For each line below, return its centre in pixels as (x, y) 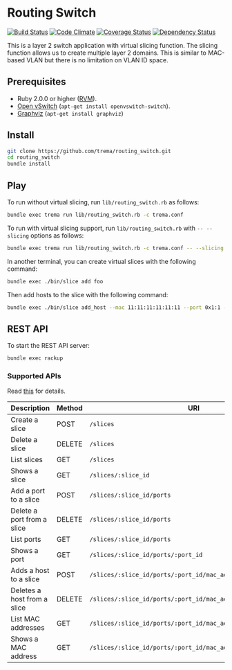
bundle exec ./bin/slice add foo (55, 281)
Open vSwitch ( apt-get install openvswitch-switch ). (94, 106)
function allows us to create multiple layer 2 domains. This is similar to (107, 53)
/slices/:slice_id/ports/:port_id (146, 555)
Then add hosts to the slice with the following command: (88, 294)
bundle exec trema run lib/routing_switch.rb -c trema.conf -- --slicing (116, 248)
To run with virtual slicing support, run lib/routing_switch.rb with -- (105, 228)
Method (69, 408)
